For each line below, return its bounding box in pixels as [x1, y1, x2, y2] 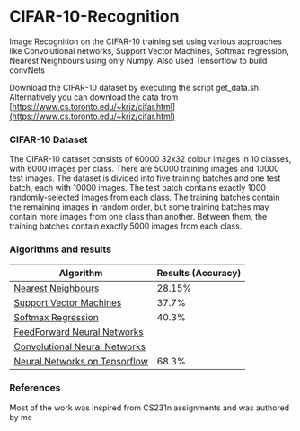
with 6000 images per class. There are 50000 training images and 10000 [9, 164, 280, 175]
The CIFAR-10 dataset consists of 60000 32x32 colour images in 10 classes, [9, 154, 292, 165]
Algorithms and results [9, 243, 112, 256]
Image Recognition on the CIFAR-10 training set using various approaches [9, 36, 283, 47]
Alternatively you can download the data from [9, 92, 179, 103]
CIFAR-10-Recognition [9, 6, 180, 27]
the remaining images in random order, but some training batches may [9, 202, 269, 212]
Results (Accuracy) [156, 266, 242, 279]
